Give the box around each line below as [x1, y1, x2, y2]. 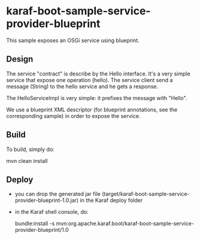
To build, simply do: [6, 146, 55, 153]
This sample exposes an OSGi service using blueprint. [6, 37, 140, 44]
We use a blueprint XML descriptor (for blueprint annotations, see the [6, 106, 178, 113]
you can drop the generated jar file [14, 190, 101, 198]
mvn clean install [6, 157, 48, 164]
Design [6, 54, 34, 64]
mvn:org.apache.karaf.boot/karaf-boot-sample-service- [56, 220, 195, 227]
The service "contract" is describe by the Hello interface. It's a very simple [6, 70, 190, 77]
